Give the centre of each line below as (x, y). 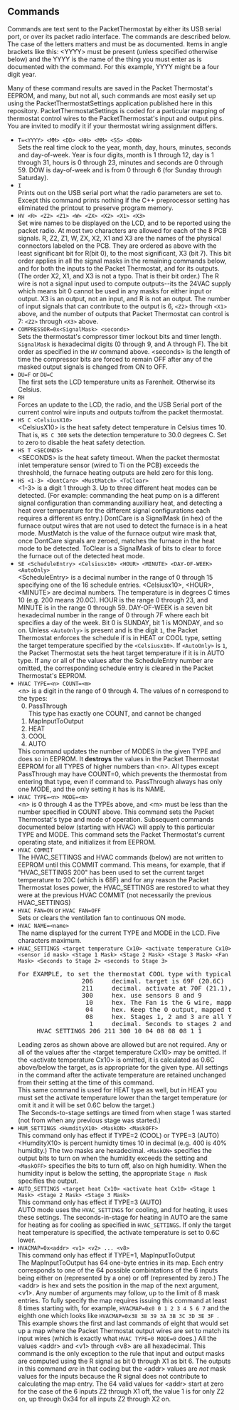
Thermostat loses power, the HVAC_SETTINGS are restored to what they (123, 887)
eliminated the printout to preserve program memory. (95, 208)
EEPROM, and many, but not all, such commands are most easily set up (112, 95)
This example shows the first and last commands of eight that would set (123, 1323)
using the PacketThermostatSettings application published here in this (110, 103)
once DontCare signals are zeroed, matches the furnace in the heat (116, 540)
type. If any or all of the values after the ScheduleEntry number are (115, 660)
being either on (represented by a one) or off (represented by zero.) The (123, 1278)
